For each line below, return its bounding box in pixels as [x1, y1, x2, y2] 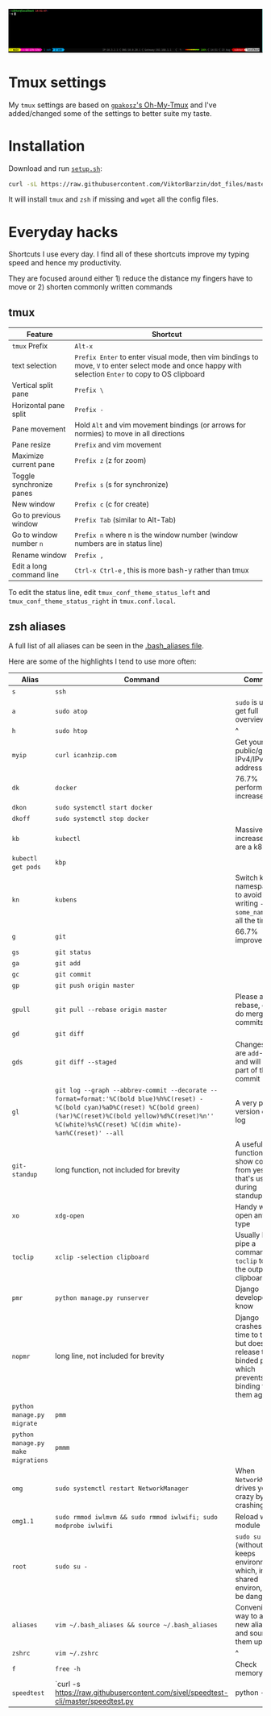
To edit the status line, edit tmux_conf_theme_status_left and [8, 588, 211, 598]
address [235, 763, 263, 773]
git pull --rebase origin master [55, 1006, 168, 1014]
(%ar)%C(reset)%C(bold [55, 1112, 131, 1121]
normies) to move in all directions [74, 428, 186, 438]
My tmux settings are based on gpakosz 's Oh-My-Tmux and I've [8, 100, 217, 110]
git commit [55, 971, 92, 979]
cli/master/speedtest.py [55, 1696, 134, 1706]
